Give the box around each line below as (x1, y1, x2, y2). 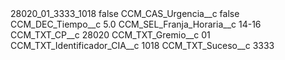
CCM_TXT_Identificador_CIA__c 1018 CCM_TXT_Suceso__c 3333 (10, 40, 275, 51)
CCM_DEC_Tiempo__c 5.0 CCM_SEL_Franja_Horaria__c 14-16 (10, 18, 262, 30)
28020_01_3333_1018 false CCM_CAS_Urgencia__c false (10, 8, 240, 19)
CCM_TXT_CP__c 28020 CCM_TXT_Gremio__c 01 (10, 29, 211, 41)
